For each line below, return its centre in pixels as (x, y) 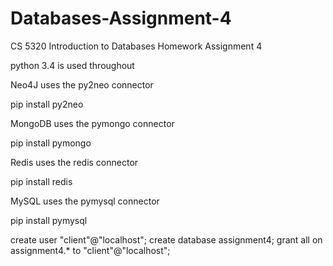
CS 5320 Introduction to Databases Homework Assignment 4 (136, 46)
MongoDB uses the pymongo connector (92, 123)
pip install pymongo (51, 143)
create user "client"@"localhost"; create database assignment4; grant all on (166, 239)
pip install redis (41, 181)
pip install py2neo (47, 104)
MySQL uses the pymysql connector (85, 201)
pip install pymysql (49, 220)
